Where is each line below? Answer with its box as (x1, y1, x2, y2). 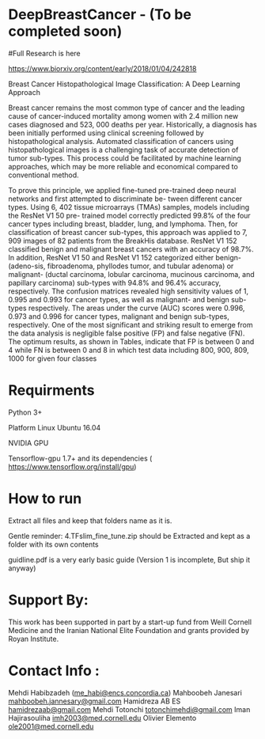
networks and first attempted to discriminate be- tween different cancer (8, 194, 243, 203)
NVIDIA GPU (8, 438, 49, 448)
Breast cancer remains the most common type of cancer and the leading (8, 103, 245, 112)
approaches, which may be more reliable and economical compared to (8, 161, 239, 171)
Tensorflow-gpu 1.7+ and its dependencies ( (8, 453, 153, 463)
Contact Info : (8, 661, 100, 680)
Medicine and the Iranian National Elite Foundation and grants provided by (8, 625, 250, 635)
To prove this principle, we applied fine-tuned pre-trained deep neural (8, 185, 237, 195)
